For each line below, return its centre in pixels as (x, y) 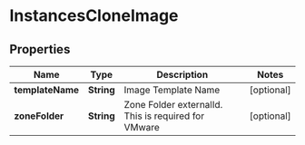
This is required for (164, 116)
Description (182, 75)
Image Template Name (172, 90)
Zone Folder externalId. (173, 105)
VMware (142, 127)
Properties (40, 49)
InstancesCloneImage (94, 16)
